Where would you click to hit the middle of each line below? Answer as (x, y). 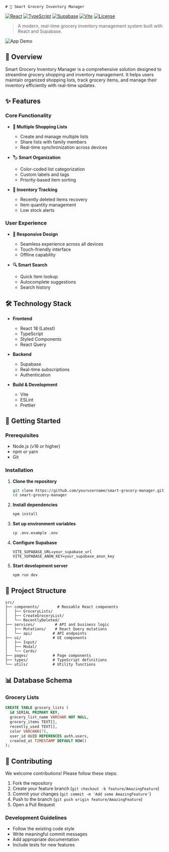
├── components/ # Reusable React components (62, 607)
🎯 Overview (24, 57)
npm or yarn (25, 452)
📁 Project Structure (36, 591)
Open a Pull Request (34, 805)
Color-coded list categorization (52, 169)
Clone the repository (35, 481)
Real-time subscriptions (45, 369)
